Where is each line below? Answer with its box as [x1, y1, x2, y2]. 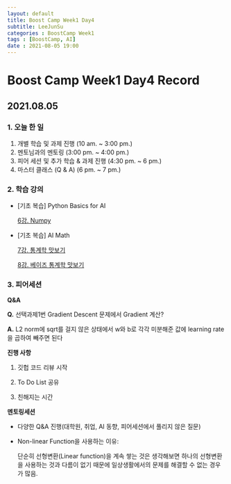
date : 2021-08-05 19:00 [7, 42, 79, 49]
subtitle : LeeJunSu [7, 23, 64, 30]
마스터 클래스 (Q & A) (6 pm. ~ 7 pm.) [17, 165, 121, 174]
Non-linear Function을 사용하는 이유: [17, 437, 119, 446]
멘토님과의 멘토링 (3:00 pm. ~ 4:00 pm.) [17, 147, 130, 156]
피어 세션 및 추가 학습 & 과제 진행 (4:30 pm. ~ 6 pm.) [17, 156, 162, 165]
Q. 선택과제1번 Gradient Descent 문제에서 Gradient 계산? [7, 310, 164, 318]
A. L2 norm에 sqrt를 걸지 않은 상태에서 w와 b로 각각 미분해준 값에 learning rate [7, 325, 225, 334]
